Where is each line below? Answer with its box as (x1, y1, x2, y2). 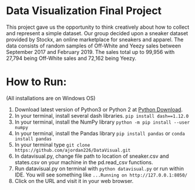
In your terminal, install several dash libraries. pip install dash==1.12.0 (14, 112, 189, 119)
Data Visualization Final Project (6, 4, 162, 18)
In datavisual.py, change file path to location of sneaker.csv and (14, 152, 169, 160)
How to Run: (6, 75, 67, 89)
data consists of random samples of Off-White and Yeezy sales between (6, 42, 181, 49)
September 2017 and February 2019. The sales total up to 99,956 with (6, 48, 175, 55)
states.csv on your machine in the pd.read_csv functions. (14, 158, 154, 165)
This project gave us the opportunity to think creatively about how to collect (6, 23, 190, 30)
